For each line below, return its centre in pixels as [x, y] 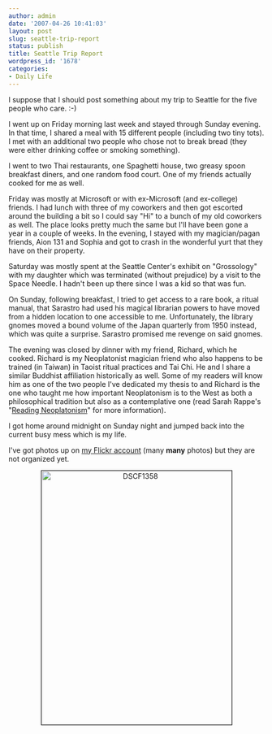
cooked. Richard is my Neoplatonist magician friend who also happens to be [136, 358]
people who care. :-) [43, 108]
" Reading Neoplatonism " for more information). [87, 410]
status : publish [36, 46]
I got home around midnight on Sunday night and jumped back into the [127, 426]
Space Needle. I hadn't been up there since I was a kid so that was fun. [127, 283]
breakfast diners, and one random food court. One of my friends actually [130, 174]
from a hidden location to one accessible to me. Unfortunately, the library [131, 316]
